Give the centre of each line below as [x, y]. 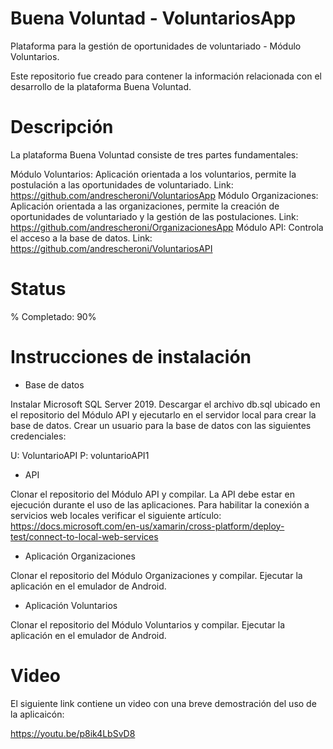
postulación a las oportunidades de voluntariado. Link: [122, 184]
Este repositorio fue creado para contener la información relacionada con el [166, 76]
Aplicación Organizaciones [80, 556]
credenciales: [38, 436]
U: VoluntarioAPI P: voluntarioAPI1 [80, 455]
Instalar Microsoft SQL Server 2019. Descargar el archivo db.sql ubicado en [165, 404]
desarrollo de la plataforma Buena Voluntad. [101, 86]
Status [38, 289]
